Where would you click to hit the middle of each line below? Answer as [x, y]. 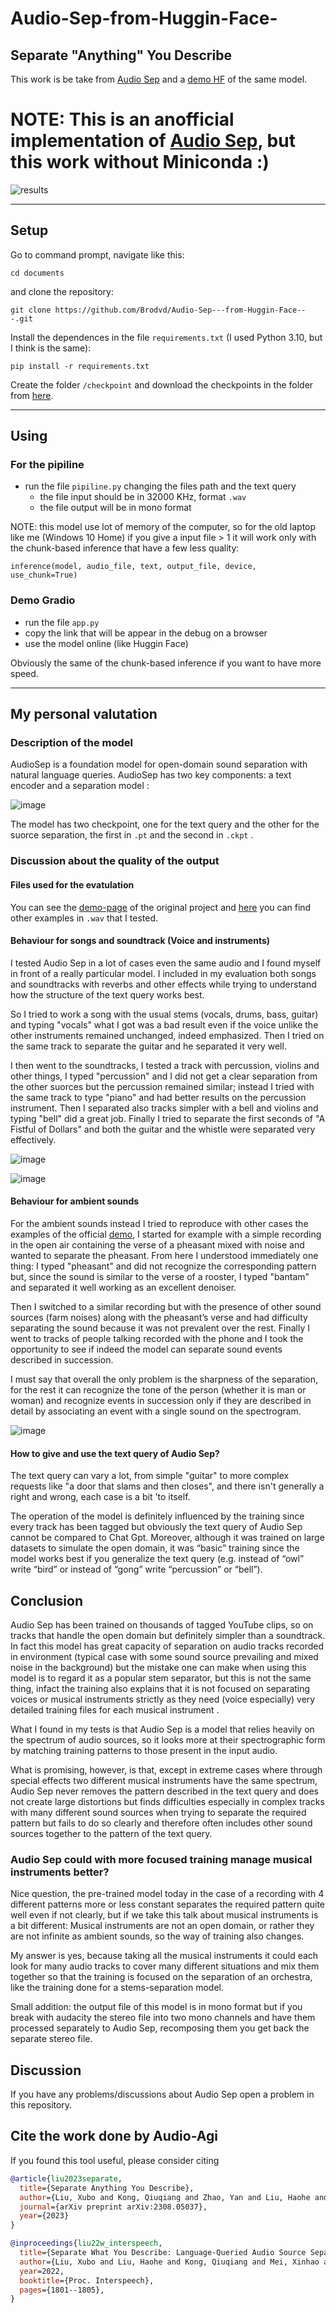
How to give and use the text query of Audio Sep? [115, 1453]
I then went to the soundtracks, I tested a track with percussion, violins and [165, 1065]
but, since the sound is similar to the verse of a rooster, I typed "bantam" [160, 1276]
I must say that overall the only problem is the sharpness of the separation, [164, 1379]
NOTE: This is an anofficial [122, 119]
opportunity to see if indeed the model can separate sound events [146, 1349]
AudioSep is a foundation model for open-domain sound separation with [159, 764]
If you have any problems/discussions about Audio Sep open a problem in [162, 2094]
